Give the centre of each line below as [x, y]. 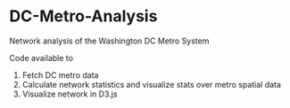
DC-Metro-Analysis [83, 16]
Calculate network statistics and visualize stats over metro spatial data [151, 84]
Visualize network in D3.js [70, 94]
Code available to [41, 58]
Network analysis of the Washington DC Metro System [109, 41]
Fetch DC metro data [60, 75]
